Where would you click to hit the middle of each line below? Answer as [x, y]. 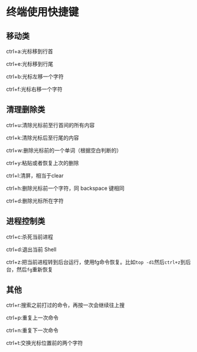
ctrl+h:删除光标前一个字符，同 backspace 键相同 [65, 188]
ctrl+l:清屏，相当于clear [35, 175]
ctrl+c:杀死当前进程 [30, 237]
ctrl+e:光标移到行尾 [30, 64]
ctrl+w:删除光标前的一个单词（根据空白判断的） [64, 150]
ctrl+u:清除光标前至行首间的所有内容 [51, 125]
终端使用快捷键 [43, 12]
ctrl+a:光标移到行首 [30, 51]
